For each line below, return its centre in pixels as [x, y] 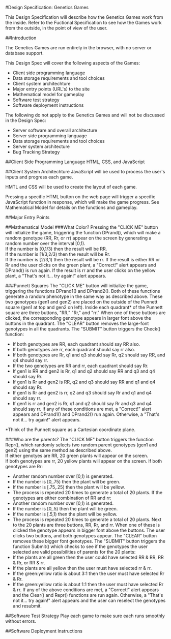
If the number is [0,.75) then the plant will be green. [66, 482]
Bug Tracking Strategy [36, 152]
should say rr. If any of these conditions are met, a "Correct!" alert [82, 409]
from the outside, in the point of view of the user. [56, 28]
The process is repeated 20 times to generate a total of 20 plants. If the [88, 492]
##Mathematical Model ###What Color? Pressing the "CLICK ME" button [82, 227]
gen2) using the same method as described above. [59, 450]
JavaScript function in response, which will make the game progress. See [82, 202]
